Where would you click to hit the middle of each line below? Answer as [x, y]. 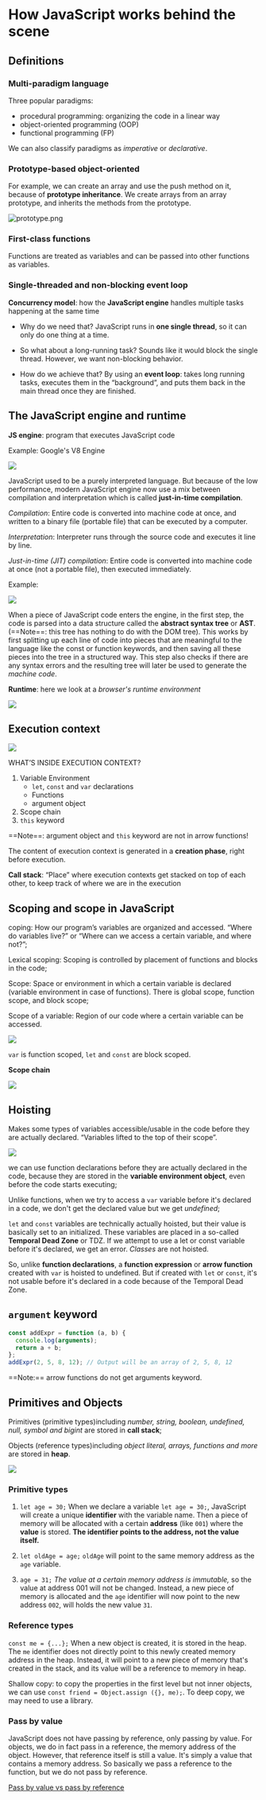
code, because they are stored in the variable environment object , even [127, 1176]
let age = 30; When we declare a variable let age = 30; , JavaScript [133, 1507]
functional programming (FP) [67, 133]
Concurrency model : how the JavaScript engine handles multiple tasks [126, 303]
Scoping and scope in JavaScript [91, 908]
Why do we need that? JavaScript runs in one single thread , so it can [133, 326]
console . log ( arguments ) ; [56, 1340]
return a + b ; [39, 1347]
